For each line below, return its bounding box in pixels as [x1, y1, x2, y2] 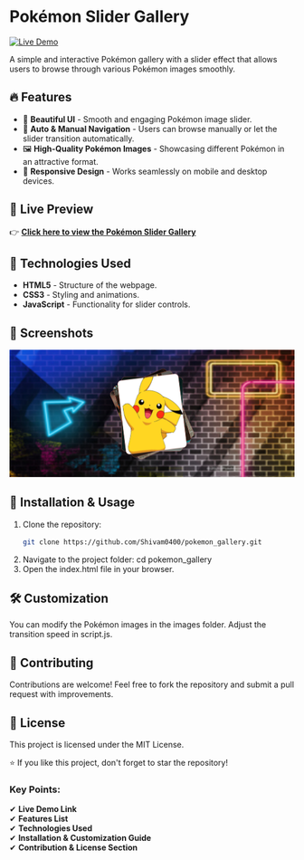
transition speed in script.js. [9, 629, 113, 640]
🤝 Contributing [9, 655, 94, 671]
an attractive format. [22, 156, 100, 167]
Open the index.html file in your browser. [22, 563, 175, 574]
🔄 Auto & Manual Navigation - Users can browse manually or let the [22, 123, 278, 134]
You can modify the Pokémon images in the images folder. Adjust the [9, 619, 267, 630]
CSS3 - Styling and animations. [22, 290, 140, 301]
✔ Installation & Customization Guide [9, 833, 152, 844]
